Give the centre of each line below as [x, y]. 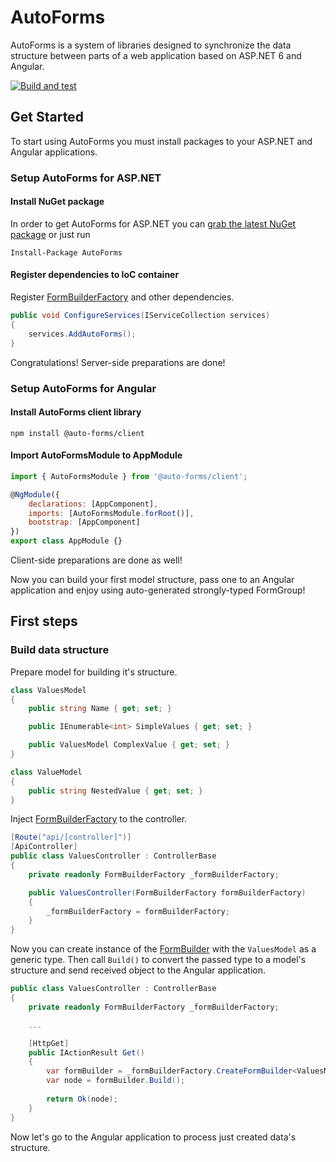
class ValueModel [46, 772]
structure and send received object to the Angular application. [138, 970]
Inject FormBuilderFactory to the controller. [99, 819]
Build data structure [60, 650]
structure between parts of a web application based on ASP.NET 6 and [156, 55]
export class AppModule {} [66, 541]
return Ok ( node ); [82, 1099]
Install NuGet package [57, 202]
